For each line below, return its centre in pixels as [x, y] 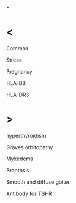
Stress [14, 60]
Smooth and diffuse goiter [38, 182]
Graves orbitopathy [30, 147]
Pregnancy [19, 72]
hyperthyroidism [26, 136]
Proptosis [18, 171]
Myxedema [20, 159]
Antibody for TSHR [29, 194]
